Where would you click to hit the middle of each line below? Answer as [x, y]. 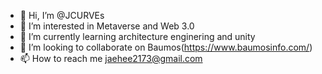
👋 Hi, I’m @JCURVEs [62, 15]
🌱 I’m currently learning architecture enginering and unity [137, 36]
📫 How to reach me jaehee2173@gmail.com [111, 58]
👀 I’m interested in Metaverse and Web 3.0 [107, 26]
